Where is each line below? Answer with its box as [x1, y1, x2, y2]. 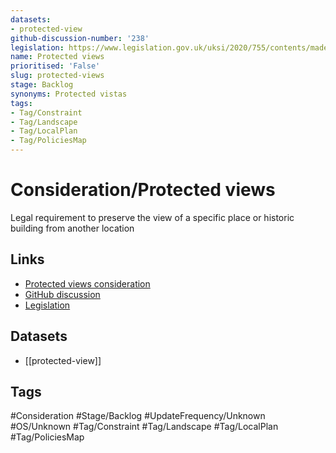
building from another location [10, 222, 135, 234]
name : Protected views [10, 52, 105, 62]
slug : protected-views [10, 71, 105, 81]
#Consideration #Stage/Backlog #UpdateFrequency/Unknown [10, 410, 266, 422]
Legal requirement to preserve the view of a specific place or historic [10, 211, 295, 223]
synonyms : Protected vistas [10, 89, 128, 99]
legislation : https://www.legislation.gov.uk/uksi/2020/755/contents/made [10, 42, 329, 53]
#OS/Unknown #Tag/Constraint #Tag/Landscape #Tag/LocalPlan [10, 421, 279, 433]
